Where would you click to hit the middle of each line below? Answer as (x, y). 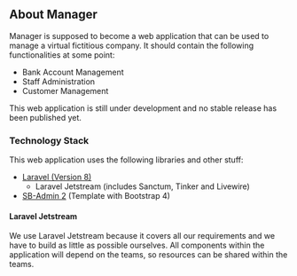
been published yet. (46, 117)
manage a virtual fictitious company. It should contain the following (132, 45)
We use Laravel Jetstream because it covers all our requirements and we (142, 236)
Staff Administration (59, 81)
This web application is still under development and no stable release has (143, 108)
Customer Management (65, 91)
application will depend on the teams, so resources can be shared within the (148, 255)
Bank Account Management (73, 72)
